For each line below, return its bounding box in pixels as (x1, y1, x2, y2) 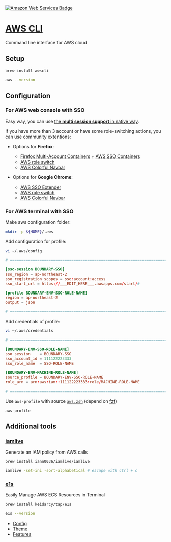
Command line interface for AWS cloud (5, 39, 88, 46)
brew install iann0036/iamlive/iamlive (5, 459, 90, 464)
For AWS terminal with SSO (5, 208, 74, 215)
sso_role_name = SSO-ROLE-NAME (5, 361, 74, 366)
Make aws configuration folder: (5, 219, 71, 225)
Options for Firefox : (12, 144, 54, 150)
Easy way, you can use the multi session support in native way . (5, 118, 139, 125)
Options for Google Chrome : (12, 174, 73, 180)
